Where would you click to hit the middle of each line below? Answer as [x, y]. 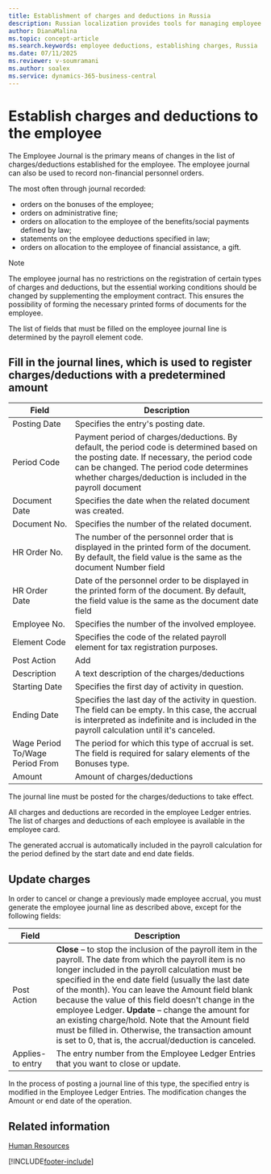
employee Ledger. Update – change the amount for [153, 1010]
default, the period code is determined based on [167, 447]
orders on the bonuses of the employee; [87, 204]
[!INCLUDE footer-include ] [51, 1161]
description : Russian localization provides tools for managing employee [135, 23]
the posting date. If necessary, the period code [164, 458]
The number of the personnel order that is [154, 537]
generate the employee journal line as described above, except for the [125, 907]
